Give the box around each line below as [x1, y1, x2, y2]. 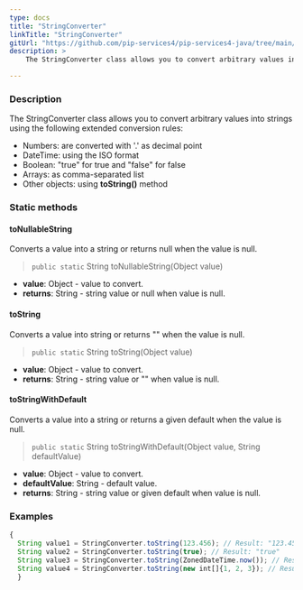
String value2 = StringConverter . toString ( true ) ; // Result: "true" [17, 547, 280, 556]
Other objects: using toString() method [22, 179, 169, 189]
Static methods [9, 201, 78, 214]
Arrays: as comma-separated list [22, 169, 144, 180]
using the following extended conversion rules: [9, 123, 183, 134]
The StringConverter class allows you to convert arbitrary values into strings [9, 114, 293, 124]
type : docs [9, 13, 50, 23]
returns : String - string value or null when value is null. [22, 288, 225, 299]
